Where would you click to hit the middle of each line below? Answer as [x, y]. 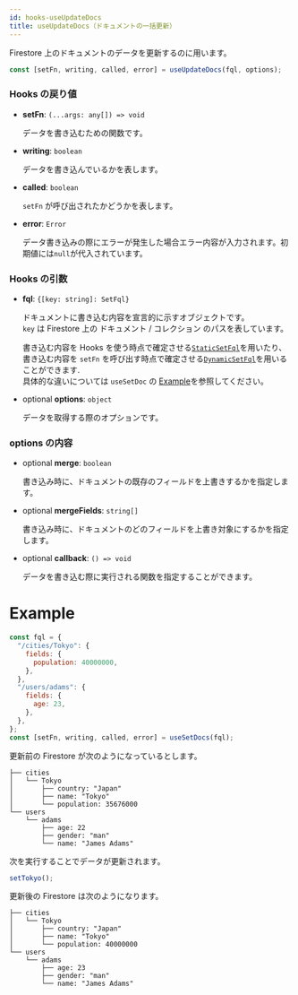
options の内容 [41, 443]
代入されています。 [112, 253]
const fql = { [36, 637]
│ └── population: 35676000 [74, 804]
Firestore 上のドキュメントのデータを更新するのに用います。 [120, 52]
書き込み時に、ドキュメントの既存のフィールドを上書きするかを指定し [152, 481]
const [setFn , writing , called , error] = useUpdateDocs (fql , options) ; [145, 69]
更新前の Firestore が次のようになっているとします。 [106, 756]
